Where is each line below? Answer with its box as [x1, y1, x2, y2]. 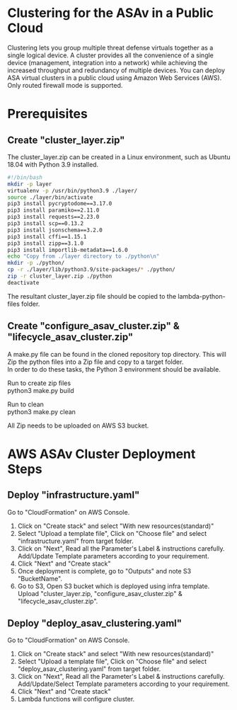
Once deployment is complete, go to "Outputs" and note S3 [17, 566, 192, 575]
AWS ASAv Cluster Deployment [7, 446, 196, 462]
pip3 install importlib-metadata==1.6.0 [7, 246, 129, 253]
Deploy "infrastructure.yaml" [7, 489, 140, 501]
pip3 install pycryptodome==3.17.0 [7, 200, 112, 207]
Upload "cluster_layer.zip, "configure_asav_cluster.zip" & [17, 589, 183, 597]
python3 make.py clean [7, 407, 76, 416]
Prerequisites [7, 106, 88, 122]
